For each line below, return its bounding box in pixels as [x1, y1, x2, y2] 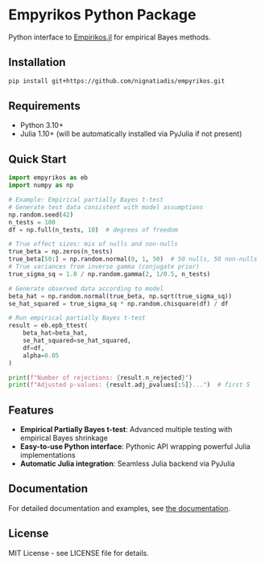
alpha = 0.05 [23, 352, 60, 360]
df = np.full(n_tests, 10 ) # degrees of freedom [8, 225, 179, 234]
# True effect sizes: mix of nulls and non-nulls [8, 240, 179, 249]
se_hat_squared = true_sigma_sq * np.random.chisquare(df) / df [8, 299, 229, 307]
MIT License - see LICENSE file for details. [8, 548, 149, 558]
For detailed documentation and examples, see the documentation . [8, 503, 231, 513]
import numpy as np [8, 181, 74, 190]
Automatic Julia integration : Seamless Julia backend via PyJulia [19, 459, 235, 468]
